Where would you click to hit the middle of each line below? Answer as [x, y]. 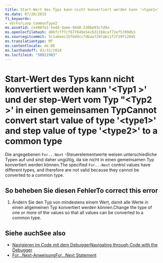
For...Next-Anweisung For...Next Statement [54, 255]
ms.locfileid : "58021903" [31, 55]
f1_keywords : [18, 19]
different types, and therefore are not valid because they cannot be [72, 170]
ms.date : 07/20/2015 [26, 14]
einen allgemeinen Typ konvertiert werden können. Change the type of [82, 207]
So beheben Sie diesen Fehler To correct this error [81, 190]
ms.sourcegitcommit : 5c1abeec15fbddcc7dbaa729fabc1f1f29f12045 [70, 37]
